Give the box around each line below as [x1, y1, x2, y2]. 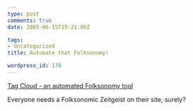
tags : [7, 36, 23, 43]
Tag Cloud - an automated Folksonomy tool [7, 81, 133, 90]
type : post [7, 10, 40, 18]
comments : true [7, 17, 52, 24]
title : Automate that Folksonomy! [7, 49, 110, 57]
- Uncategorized [7, 43, 55, 50]
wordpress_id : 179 [7, 62, 62, 69]
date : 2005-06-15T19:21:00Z [7, 23, 90, 30]
